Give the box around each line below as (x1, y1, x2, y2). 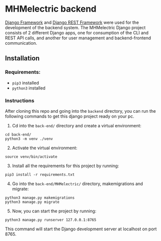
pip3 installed (12, 80, 39, 86)
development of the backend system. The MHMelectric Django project (5, 24, 146, 30)
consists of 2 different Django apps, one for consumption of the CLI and (5, 30, 149, 35)
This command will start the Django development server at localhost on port (5, 226, 157, 232)
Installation (5, 54, 40, 63)
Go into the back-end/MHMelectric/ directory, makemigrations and (12, 181, 143, 187)
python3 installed (12, 85, 46, 91)
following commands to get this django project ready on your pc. (5, 113, 134, 119)
